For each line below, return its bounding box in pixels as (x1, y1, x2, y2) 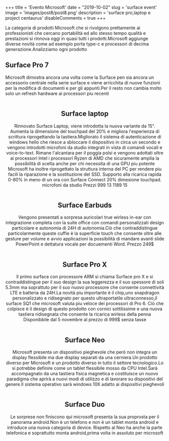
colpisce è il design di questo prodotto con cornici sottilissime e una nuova (7, 306, 162, 312)
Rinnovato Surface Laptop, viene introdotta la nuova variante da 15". (14, 123, 155, 129)
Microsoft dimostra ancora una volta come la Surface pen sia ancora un (5, 74, 154, 80)
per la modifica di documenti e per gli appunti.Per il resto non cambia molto (5, 85, 162, 91)
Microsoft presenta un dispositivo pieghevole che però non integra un (12, 349, 157, 355)
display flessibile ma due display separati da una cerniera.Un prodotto (12, 355, 158, 361)
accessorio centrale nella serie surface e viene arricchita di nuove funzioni (5, 79, 160, 85)
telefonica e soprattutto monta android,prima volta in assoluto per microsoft (6, 429, 163, 436)
